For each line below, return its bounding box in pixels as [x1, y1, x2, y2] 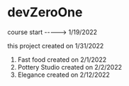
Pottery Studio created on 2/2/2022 [17, 63, 123, 71]
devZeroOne [7, 4, 83, 21]
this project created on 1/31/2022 [7, 41, 104, 50]
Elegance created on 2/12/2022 [17, 70, 110, 79]
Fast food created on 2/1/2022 [17, 55, 107, 64]
